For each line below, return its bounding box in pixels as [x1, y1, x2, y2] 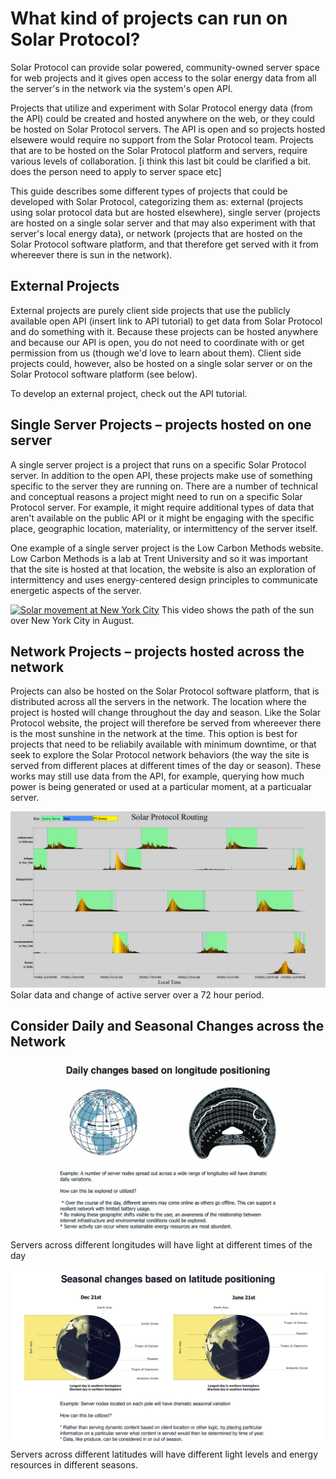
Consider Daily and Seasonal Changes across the [10, 1018, 325, 1035]
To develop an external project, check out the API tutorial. [10, 387, 248, 399]
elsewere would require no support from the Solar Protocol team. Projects [10, 133, 314, 146]
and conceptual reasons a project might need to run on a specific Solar [10, 490, 303, 502]
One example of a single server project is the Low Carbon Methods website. [10, 542, 324, 554]
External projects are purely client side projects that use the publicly [10, 304, 291, 316]
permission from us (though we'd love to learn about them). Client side [10, 347, 302, 359]
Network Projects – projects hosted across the [10, 643, 305, 660]
